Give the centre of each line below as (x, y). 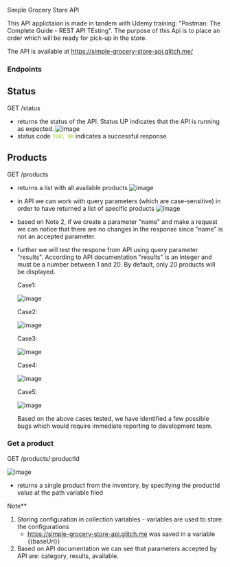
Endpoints (25, 69)
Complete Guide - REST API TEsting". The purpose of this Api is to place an (114, 31)
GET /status (24, 108)
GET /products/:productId (44, 458)
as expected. (35, 128)
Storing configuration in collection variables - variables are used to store (119, 519)
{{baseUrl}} (44, 541)
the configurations (43, 526)
